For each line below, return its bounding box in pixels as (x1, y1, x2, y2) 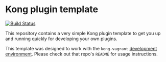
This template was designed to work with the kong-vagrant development (5, 45, 157, 51)
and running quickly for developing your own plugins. (5, 36, 117, 42)
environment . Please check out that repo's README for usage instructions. (5, 51, 158, 57)
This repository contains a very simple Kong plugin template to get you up (5, 30, 161, 36)
